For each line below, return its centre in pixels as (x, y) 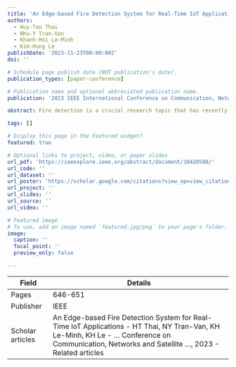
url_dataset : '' (31, 175)
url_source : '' (29, 201)
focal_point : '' (37, 247)
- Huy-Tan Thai (36, 27)
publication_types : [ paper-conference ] (66, 79)
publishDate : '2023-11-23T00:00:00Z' (63, 53)
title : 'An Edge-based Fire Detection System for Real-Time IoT (103, 14)
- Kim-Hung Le (34, 46)
